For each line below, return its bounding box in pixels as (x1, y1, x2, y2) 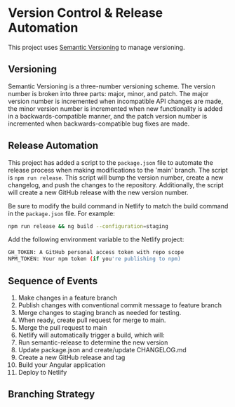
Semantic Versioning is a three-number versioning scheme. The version (8, 82, 216, 91)
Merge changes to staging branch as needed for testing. (18, 309, 182, 316)
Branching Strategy (8, 388, 95, 401)
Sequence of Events (8, 275, 98, 287)
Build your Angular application (18, 361, 106, 369)
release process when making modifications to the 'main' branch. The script (8, 166, 229, 174)
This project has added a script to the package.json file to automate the (8, 158, 213, 166)
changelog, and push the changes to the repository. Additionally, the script (8, 180, 224, 189)
